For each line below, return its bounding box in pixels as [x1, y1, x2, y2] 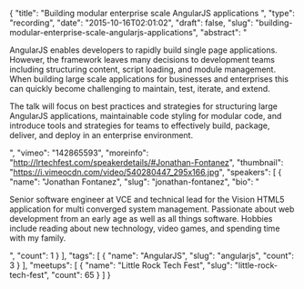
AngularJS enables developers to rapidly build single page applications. [9, 45, 278, 55]
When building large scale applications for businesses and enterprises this [9, 74, 289, 85]
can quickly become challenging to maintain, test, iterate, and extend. [9, 84, 270, 94]
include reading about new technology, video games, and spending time [9, 223, 280, 234]
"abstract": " [199, 27, 248, 37]
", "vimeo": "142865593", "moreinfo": [9, 147, 149, 158]
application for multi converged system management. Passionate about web [9, 204, 295, 214]
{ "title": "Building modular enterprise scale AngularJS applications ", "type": [9, 8, 296, 18]
